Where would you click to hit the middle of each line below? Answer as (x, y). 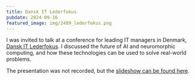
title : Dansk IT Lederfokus (42, 12)
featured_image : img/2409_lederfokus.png (59, 23)
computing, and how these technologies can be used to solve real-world (97, 53)
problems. (19, 59)
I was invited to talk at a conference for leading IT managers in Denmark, (97, 40)
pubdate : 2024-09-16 (32, 17)
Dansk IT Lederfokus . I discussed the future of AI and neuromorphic (91, 46)
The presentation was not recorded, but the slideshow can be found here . (98, 71)
